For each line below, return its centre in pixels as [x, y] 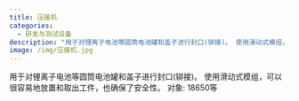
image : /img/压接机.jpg [51, 50]
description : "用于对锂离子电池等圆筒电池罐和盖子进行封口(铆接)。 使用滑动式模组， [149, 42]
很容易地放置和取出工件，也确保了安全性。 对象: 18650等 [113, 88]
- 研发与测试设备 [44, 34]
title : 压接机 [33, 17]
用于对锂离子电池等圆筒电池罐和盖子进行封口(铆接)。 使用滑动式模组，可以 [146, 77]
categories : [31, 26]
